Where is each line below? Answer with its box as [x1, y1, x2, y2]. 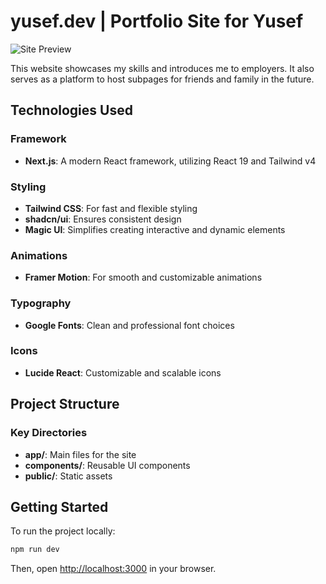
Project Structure [10, 396, 120, 413]
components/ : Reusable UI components [24, 459, 191, 471]
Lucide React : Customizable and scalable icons [24, 366, 222, 379]
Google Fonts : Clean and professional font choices [24, 319, 235, 331]
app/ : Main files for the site [24, 448, 137, 460]
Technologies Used [10, 102, 133, 119]
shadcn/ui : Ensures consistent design [24, 213, 182, 225]
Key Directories [10, 426, 88, 440]
